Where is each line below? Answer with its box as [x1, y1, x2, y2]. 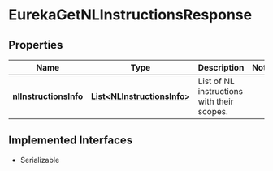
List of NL [197, 75, 236, 87]
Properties [8, 38, 63, 52]
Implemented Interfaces [8, 134, 133, 147]
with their [197, 96, 234, 107]
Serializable [19, 155, 60, 165]
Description [197, 62, 245, 73]
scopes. [197, 106, 229, 117]
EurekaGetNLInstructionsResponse [8, 6, 253, 24]
